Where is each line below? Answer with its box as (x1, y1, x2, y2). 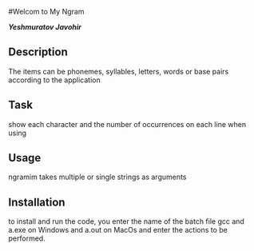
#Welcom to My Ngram (8, 7, 85, 16)
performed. (8, 233, 46, 243)
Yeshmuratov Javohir (8, 22, 81, 31)
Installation (8, 195, 65, 209)
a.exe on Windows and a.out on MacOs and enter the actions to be (8, 225, 228, 235)
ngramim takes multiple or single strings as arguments (8, 172, 187, 182)
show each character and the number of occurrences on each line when (8, 119, 246, 129)
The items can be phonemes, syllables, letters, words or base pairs (8, 66, 229, 76)
